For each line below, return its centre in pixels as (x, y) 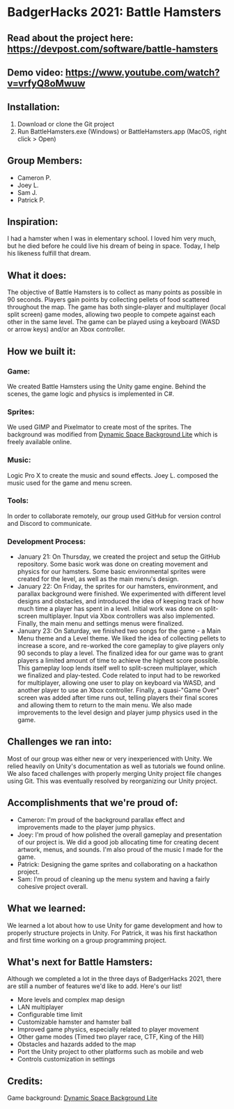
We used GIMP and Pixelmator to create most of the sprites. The (100, 427)
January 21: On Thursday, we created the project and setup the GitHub (119, 557)
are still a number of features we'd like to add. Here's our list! (95, 986)
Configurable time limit (50, 1015)
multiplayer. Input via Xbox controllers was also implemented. (127, 616)
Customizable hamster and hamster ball (75, 1022)
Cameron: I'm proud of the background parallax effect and (101, 820)
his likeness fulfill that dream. (49, 254)
